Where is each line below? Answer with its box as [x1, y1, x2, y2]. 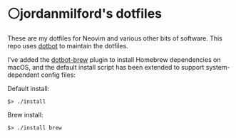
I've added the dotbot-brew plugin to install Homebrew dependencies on [7, 55, 221, 64]
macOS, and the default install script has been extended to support [7, 63, 205, 71]
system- [205, 63, 230, 71]
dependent [7, 70, 40, 79]
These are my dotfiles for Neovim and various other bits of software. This [7, 33, 222, 43]
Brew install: [7, 110, 43, 119]
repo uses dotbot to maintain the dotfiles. [7, 41, 128, 50]
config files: [41, 70, 76, 79]
